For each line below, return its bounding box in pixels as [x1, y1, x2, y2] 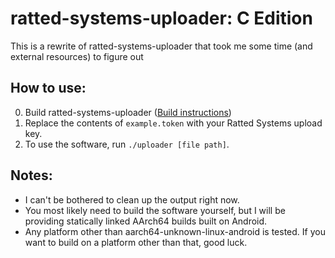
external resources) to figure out [10, 50, 144, 62]
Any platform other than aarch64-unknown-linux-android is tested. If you [24, 225, 326, 237]
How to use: [10, 80, 87, 97]
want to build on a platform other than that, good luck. [24, 236, 248, 248]
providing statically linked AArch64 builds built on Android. [24, 215, 268, 227]
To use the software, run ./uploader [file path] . [24, 138, 230, 150]
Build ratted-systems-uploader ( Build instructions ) [24, 106, 232, 118]
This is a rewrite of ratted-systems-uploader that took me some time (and [10, 40, 313, 52]
